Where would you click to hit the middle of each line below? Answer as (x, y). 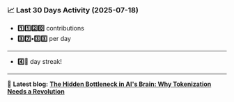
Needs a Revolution (36, 92)
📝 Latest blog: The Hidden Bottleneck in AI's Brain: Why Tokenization (109, 84)
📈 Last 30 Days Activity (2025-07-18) (73, 10)
